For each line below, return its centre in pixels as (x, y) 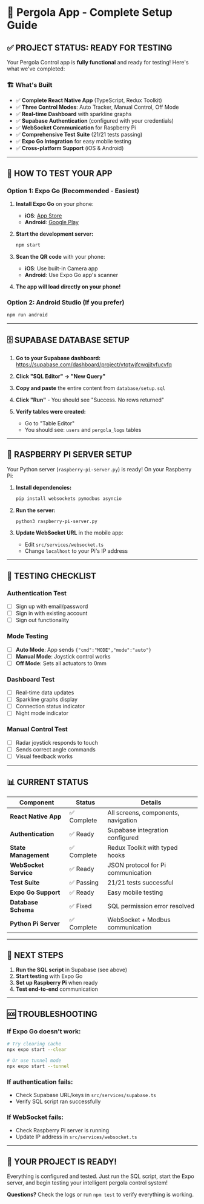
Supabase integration (138, 830)
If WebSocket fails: (35, 1117)
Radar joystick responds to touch (57, 742)
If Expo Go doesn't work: (44, 1031)
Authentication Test (37, 593)
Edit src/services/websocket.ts (64, 545)
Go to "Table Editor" (50, 423)
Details (151, 802)
